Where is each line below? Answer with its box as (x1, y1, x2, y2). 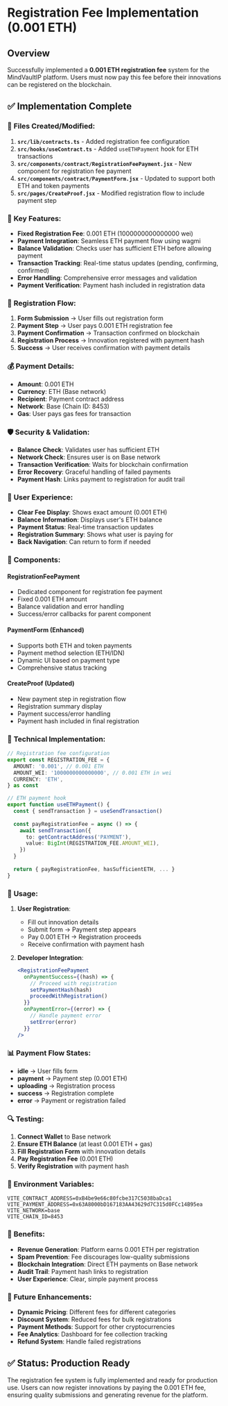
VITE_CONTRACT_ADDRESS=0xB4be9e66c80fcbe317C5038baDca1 (7, 1195, 172, 1202)
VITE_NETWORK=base (7, 1207, 60, 1214)
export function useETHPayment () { (7, 801, 110, 809)
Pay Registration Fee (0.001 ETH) (17, 1155, 114, 1163)
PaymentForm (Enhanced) (7, 625, 85, 634)
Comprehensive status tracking (17, 663, 107, 672)
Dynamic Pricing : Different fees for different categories (17, 1308, 176, 1316)
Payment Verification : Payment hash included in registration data (17, 281, 206, 289)
